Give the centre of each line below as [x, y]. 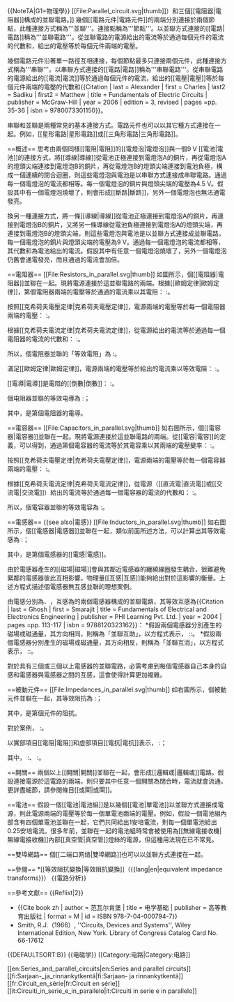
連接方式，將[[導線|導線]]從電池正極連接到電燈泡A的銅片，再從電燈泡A [125, 157]
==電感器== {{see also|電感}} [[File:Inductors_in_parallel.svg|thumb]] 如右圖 [117, 522]
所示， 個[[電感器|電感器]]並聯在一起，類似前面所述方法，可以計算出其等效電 [117, 531]
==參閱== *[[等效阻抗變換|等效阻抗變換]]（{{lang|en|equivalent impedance [115, 869]
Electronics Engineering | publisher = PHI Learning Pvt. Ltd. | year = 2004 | [115, 616]
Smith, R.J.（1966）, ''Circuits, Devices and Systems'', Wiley [104, 925]
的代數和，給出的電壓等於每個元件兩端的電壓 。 [74, 46]
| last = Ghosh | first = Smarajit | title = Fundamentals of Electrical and [107, 609]
